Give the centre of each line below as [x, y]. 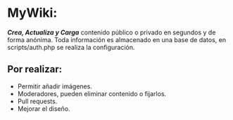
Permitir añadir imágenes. [55, 86]
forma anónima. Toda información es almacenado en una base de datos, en [117, 39]
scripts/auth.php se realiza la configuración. [71, 47]
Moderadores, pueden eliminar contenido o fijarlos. [92, 93]
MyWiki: [32, 13]
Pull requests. [37, 101]
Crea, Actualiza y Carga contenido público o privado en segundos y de [112, 32]
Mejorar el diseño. [44, 108]
